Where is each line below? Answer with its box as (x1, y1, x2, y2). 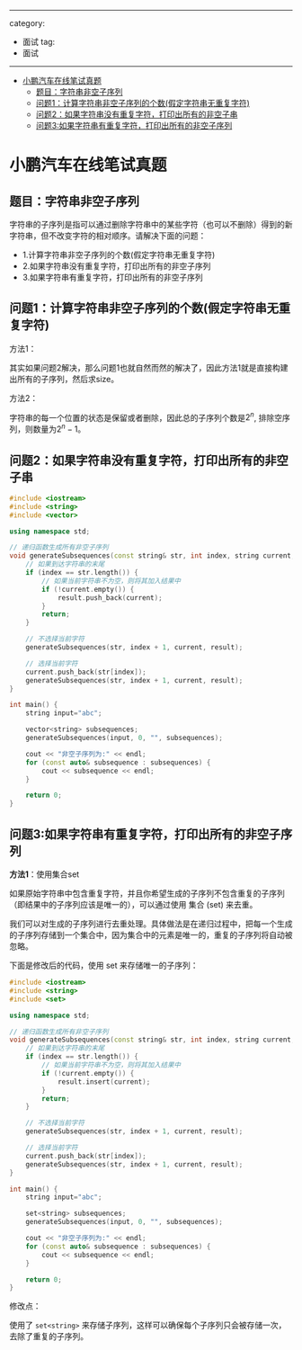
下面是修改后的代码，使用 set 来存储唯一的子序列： (9, 960, 200, 970)
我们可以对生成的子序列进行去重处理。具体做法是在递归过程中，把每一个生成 (9, 918, 293, 929)
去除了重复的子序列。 (9, 1331, 88, 1342)
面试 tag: (22, 37, 56, 47)
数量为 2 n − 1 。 (32, 422, 86, 434)
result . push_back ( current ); (57, 593, 164, 603)
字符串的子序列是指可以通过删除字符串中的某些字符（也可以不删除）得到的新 (9, 219, 293, 229)
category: (9, 18, 45, 28)
